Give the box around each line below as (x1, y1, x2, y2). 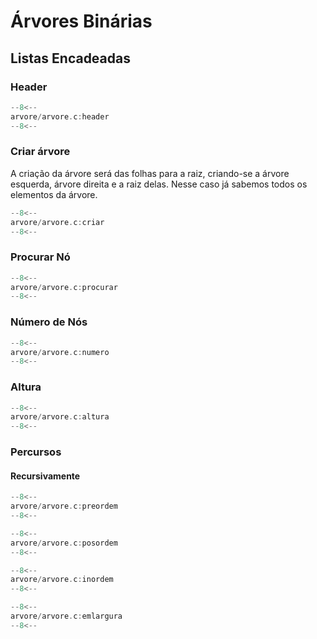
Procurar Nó (10, 250, 71, 264)
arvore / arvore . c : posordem (10, 538, 118, 548)
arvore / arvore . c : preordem (10, 501, 118, 512)
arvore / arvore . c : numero (10, 347, 110, 357)
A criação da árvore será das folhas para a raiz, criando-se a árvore (10, 167, 290, 179)
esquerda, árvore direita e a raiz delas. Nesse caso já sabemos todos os (10, 178, 308, 190)
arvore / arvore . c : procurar (10, 282, 118, 292)
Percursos (10, 445, 62, 459)
